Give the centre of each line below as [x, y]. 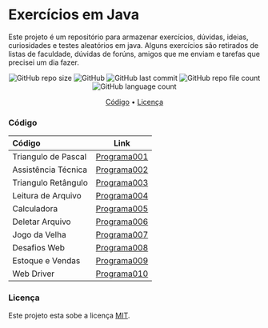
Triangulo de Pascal [50, 157]
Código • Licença [134, 102]
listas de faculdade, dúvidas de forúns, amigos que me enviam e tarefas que [134, 54]
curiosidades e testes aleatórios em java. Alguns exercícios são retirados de [133, 45]
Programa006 [122, 222]
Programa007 [122, 235]
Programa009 [122, 261]
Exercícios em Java [74, 15]
